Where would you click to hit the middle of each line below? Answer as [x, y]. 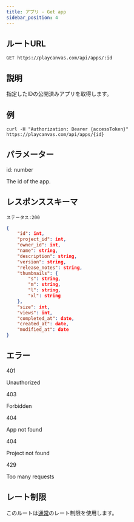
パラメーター [30, 154]
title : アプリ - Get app [36, 12]
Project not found [28, 453]
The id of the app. [28, 181]
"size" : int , [34, 307]
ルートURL [26, 43]
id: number [20, 169]
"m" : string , [45, 285]
